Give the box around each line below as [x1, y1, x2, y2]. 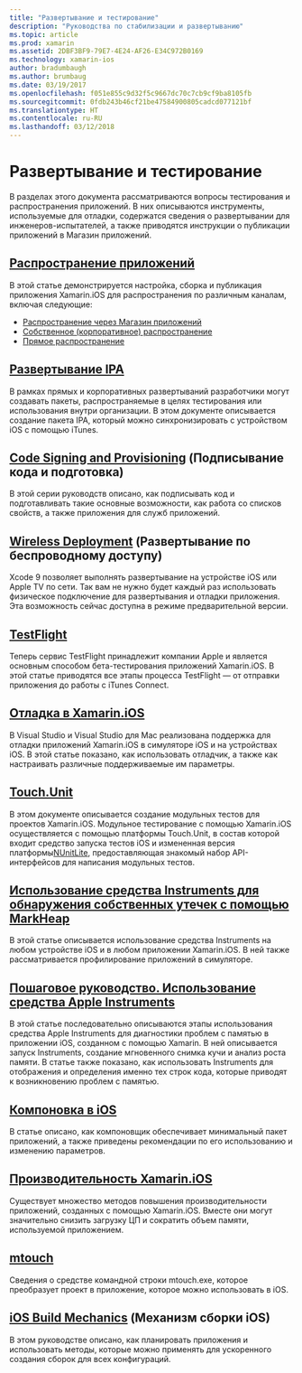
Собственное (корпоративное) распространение [22, 326, 213, 337]
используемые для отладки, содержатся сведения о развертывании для [9, 210, 290, 221]
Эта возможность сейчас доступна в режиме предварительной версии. [9, 601, 288, 612]
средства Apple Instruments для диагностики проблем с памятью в [9, 1028, 269, 1039]
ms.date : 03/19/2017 [9, 80, 87, 89]
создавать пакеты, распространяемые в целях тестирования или [9, 395, 262, 406]
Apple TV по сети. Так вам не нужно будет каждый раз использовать [9, 582, 277, 593]
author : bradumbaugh [9, 64, 87, 73]
